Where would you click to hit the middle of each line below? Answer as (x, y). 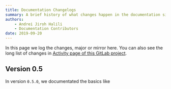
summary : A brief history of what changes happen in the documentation (83, 15)
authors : (15, 19)
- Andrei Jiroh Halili (38, 24)
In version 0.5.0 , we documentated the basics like (58, 81)
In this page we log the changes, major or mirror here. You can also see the (84, 48)
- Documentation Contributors (47, 29)
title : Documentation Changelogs (41, 10)
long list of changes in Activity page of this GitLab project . (66, 53)
